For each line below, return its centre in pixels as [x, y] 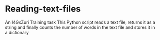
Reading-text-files [43, 9]
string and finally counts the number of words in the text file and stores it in [80, 27]
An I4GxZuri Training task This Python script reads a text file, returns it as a [80, 22]
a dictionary [17, 32]
